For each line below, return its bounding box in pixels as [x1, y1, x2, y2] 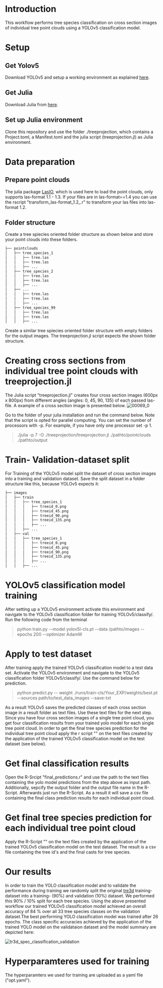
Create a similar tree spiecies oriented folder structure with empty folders [5, 328, 153, 334]
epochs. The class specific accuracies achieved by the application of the [5, 919, 152, 924]
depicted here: [5, 929, 35, 935]
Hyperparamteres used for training [5, 956, 150, 967]
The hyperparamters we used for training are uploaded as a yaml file [5, 972, 143, 978]
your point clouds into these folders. [5, 236, 78, 243]
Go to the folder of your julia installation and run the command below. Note [5, 412, 155, 418]
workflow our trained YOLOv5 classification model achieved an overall [5, 903, 146, 909]
